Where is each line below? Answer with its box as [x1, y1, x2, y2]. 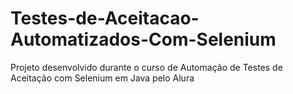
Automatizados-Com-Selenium [10, 28, 277, 51]
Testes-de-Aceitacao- [10, 7, 200, 30]
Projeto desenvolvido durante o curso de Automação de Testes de [10, 61, 283, 73]
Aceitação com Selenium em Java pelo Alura [10, 72, 195, 84]
